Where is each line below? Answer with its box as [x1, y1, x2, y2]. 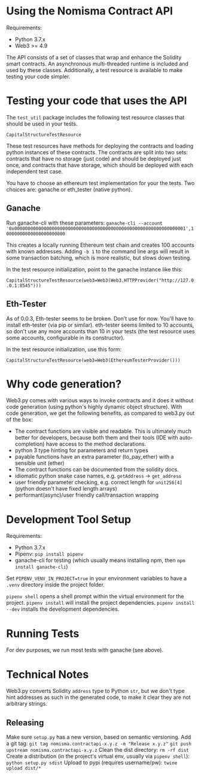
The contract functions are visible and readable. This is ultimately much [14, 428, 191, 435]
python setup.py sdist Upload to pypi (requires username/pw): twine [6, 759, 178, 766]
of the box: [6, 416, 33, 423]
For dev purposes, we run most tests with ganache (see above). [6, 647, 163, 654]
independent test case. [6, 168, 63, 175]
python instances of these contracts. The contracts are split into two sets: [6, 148, 188, 156]
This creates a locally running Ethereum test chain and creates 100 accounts [6, 241, 194, 249]
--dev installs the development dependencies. [6, 605, 120, 613]
